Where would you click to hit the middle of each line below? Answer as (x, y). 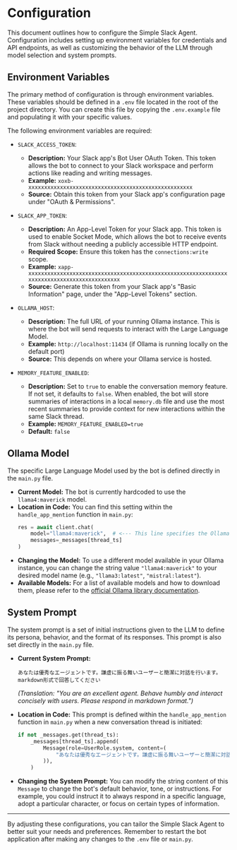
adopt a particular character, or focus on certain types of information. (119, 804)
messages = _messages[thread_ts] (77, 541)
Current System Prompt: (54, 658)
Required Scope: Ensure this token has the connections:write (118, 252)
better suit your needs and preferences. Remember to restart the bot (107, 832)
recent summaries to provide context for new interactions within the (127, 408)
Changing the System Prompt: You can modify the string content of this (123, 781)
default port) (46, 351)
